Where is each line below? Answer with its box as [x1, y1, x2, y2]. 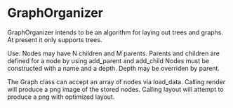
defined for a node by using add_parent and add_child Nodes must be [7, 56, 209, 65]
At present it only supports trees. [7, 35, 102, 43]
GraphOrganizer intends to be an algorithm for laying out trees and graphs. [7, 28, 223, 36]
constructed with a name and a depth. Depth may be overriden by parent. [7, 64, 220, 72]
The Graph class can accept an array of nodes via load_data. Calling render [7, 77, 226, 86]
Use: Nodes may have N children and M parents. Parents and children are [7, 49, 220, 58]
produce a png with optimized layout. [7, 93, 115, 101]
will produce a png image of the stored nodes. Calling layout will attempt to [7, 85, 224, 93]
